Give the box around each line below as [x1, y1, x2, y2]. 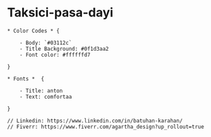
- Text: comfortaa [19, 93, 72, 100]
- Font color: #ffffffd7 [19, 51, 91, 58]
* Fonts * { [7, 75, 45, 82]
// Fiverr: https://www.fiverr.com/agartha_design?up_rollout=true [7, 123, 205, 130]
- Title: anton [19, 87, 63, 94]
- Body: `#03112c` [19, 39, 72, 46]
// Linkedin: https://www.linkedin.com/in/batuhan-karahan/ [7, 117, 184, 124]
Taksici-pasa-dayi [7, 5, 113, 21]
